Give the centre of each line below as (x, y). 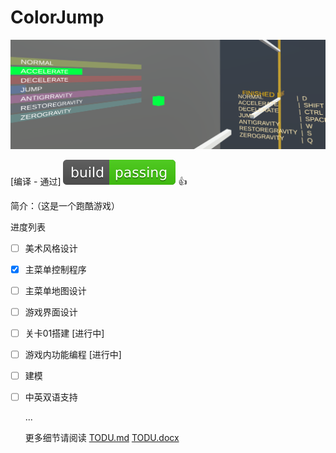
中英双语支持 (51, 397)
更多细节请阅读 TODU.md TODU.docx (102, 438)
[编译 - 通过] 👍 (99, 181)
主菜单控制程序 (55, 269)
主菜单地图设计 (55, 290)
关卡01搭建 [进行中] (64, 333)
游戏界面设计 (51, 312)
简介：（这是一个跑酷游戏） (65, 205)
